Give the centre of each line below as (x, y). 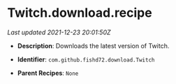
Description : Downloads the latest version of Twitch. (93, 45)
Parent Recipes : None (48, 73)
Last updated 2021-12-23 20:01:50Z (59, 32)
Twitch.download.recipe (80, 13)
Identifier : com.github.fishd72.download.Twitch (86, 59)
